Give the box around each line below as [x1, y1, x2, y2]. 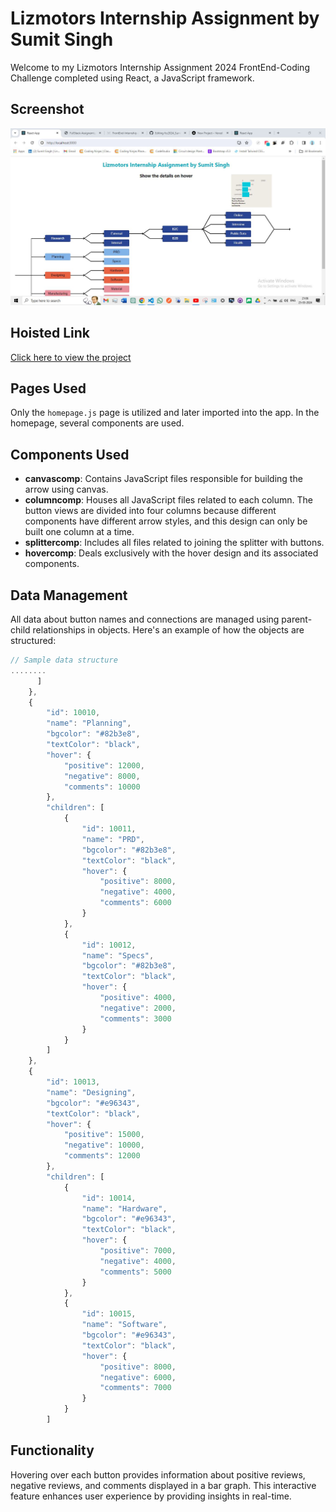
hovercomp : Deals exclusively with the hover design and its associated [24, 547, 319, 559]
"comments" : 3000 [99, 1013, 172, 1024]
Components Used [10, 446, 130, 463]
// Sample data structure [10, 655, 118, 665]
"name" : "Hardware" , [81, 1203, 168, 1214]
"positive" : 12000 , [63, 760, 145, 771]
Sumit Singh [10, 28, 114, 51]
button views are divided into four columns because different [24, 505, 277, 517]
